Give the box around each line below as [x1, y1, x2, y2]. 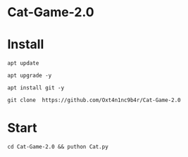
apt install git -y [7, 84, 65, 92]
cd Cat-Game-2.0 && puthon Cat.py [7, 144, 109, 151]
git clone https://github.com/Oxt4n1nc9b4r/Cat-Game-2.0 [7, 96, 181, 104]
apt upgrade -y [7, 72, 52, 80]
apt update [7, 60, 39, 67]
